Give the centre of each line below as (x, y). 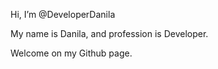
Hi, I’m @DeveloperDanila (63, 14)
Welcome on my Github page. (71, 53)
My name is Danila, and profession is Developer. (109, 33)
